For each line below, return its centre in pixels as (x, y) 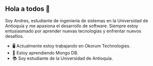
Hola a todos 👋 (28, 9)
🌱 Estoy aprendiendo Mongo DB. (45, 53)
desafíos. (15, 36)
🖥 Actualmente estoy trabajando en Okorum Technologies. (71, 46)
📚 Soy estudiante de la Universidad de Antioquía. (62, 58)
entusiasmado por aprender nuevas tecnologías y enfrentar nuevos (73, 31)
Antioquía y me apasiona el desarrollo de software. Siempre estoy (72, 26)
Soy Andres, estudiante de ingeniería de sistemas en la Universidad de (77, 20)
